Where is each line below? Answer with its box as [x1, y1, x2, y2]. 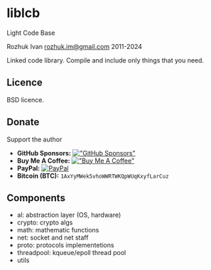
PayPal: [16, 163, 40, 172]
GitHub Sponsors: [16, 148, 72, 157]
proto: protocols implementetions [16, 241, 114, 249]
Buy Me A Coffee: [16, 156, 70, 165]
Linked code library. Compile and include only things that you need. [6, 55, 204, 65]
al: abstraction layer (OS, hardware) [16, 211, 121, 220]
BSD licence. [6, 95, 44, 104]
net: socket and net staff [16, 233, 89, 242]
